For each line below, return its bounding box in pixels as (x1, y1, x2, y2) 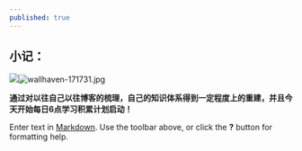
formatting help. (9, 131, 69, 142)
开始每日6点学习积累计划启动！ (16, 104, 133, 115)
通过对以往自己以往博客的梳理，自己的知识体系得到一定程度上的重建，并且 (9, 93, 285, 103)
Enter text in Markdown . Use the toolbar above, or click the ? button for (9, 122, 272, 133)
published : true (9, 13, 70, 22)
